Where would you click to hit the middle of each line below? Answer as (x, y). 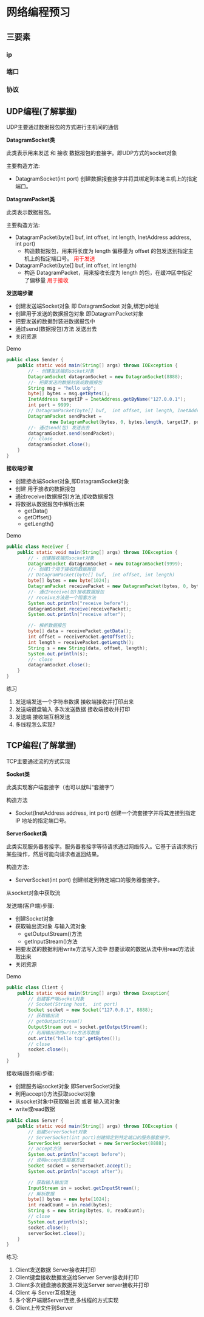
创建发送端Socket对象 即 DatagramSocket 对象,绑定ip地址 (87, 306)
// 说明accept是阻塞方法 (56, 1160)
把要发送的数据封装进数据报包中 (55, 321)
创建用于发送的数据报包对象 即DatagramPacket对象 (79, 314)
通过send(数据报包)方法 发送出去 (56, 329)
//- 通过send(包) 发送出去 (59, 427)
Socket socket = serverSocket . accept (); (80, 1166)
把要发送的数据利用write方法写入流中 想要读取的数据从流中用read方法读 (105, 949)
